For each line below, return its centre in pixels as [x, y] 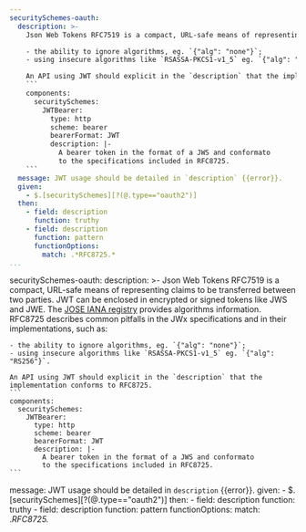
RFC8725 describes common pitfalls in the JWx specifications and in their [148, 319]
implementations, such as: [59, 329]
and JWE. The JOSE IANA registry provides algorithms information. [135, 309]
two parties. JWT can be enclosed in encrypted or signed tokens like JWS [148, 300]
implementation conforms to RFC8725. [81, 386]
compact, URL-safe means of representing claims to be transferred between [153, 290]
